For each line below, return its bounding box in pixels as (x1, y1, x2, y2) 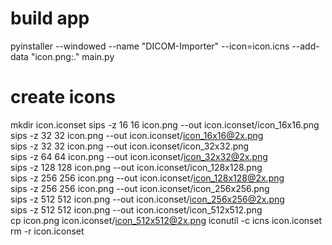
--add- (291, 40, 320, 52)
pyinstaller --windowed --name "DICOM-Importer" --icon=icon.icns (10, 40, 290, 52)
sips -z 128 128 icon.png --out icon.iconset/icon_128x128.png (10, 161, 263, 173)
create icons (10, 86, 117, 109)
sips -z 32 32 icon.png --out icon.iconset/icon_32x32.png (10, 140, 250, 152)
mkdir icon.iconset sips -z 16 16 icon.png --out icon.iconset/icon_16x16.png (10, 118, 320, 131)
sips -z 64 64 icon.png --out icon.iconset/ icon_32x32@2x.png (10, 150, 268, 162)
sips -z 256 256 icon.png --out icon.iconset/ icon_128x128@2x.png (10, 172, 285, 184)
